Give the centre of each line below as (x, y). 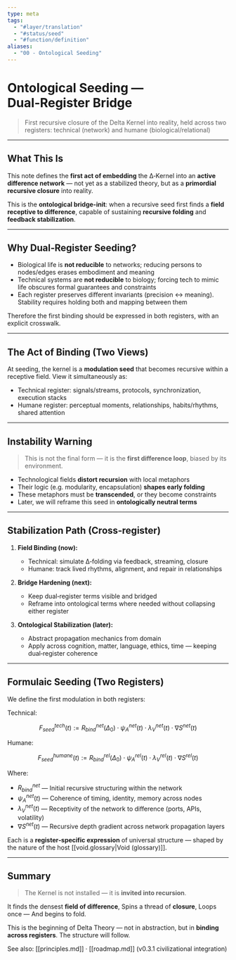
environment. (44, 466)
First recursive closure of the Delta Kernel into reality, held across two (125, 122)
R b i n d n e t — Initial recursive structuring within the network (100, 788)
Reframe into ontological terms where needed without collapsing (122, 604)
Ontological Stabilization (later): (65, 625)
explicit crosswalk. (34, 323)
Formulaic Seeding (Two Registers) (86, 682)
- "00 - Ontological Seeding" (58, 54)
